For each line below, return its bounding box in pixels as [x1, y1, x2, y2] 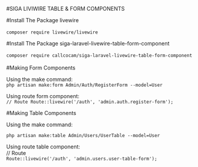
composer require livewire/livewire [6, 29, 98, 35]
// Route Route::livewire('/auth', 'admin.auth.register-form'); [6, 99, 173, 105]
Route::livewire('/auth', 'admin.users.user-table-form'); [6, 156, 158, 162]
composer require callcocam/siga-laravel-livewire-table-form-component [6, 53, 193, 59]
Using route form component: [6, 93, 80, 99]
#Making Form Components [6, 64, 76, 71]
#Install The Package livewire [6, 17, 79, 23]
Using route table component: [6, 143, 80, 150]
